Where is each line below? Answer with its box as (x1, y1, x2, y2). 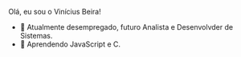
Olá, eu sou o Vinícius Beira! (8, 7, 102, 16)
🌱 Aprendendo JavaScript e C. (19, 39, 121, 49)
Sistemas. (19, 31, 53, 40)
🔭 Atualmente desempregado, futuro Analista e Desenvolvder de (19, 22, 234, 31)
